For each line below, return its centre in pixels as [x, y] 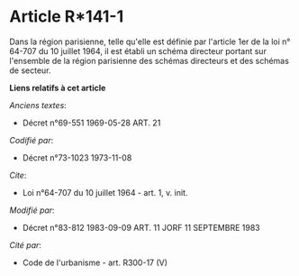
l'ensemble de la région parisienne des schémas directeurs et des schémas [149, 60]
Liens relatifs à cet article [58, 87]
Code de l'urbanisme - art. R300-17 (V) [95, 262]
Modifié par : [32, 210]
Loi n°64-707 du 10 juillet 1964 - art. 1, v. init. [105, 192]
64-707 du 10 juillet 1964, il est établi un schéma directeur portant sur [138, 51]
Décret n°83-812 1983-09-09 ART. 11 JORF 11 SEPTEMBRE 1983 [141, 227]
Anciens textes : [38, 105]
